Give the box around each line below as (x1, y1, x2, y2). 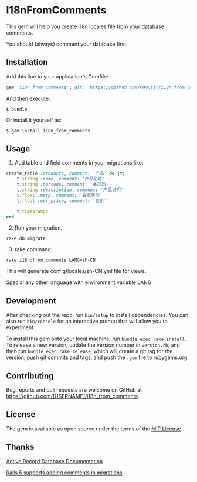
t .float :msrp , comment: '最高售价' (16, 192, 103, 198)
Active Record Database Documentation (6, 457, 103, 464)
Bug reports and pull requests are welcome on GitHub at (6, 387, 142, 394)
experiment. (6, 324, 35, 331)
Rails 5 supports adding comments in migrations (6, 469, 123, 476)
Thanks (6, 442, 35, 452)
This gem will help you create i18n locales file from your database (6, 23, 164, 30)
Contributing (6, 371, 54, 381)
